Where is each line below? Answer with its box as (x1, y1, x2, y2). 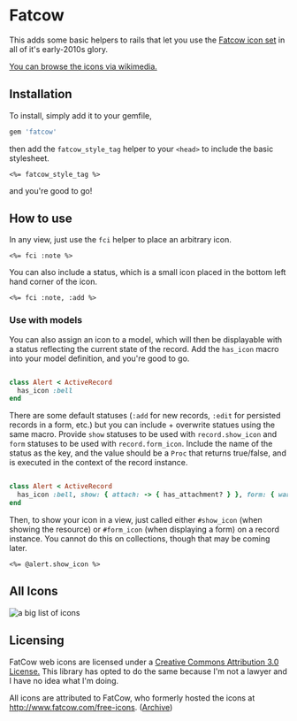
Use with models (9, 314, 82, 326)
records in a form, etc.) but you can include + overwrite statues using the (9, 419, 276, 430)
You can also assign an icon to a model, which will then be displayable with (9, 334, 283, 345)
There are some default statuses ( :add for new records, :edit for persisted (9, 410, 281, 421)
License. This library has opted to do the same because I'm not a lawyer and (9, 665, 287, 677)
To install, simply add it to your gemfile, (9, 110, 152, 120)
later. (9, 542, 28, 553)
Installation (9, 87, 72, 102)
